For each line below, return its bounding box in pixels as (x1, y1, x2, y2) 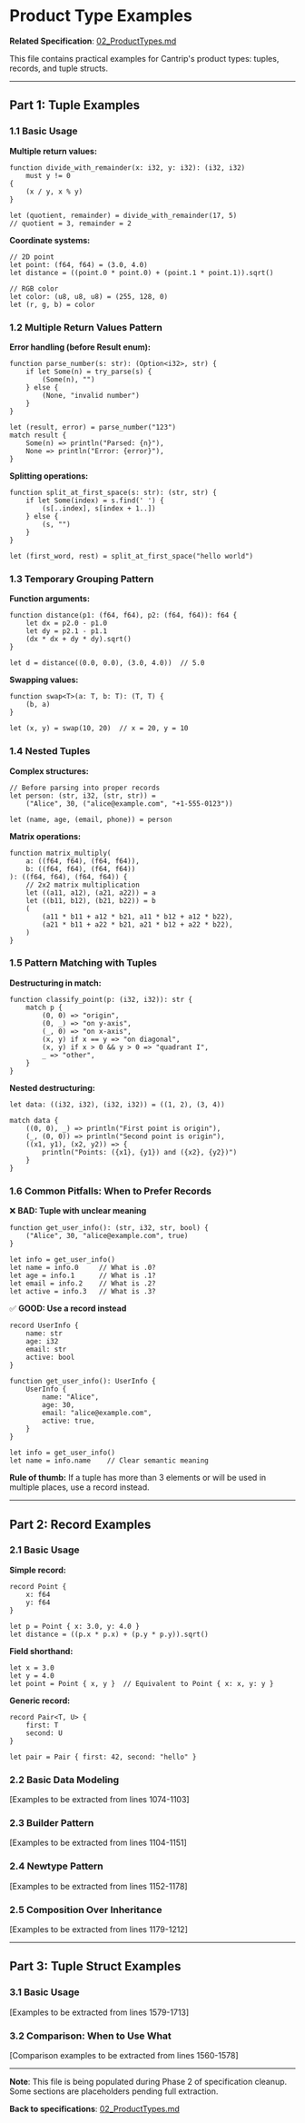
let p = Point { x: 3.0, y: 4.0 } (9, 1622, 141, 1631)
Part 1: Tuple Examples (9, 97, 141, 114)
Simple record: (9, 1564, 66, 1575)
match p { (25, 1003, 64, 1012)
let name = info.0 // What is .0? (9, 1264, 156, 1273)
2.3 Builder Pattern (9, 1817, 94, 1830)
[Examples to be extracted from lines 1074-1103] (9, 1794, 190, 1805)
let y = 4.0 (9, 1671, 54, 1681)
